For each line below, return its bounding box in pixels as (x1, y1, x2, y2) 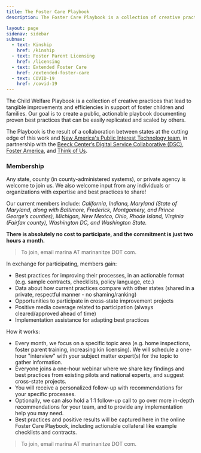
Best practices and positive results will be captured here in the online (14, 416, 185, 423)
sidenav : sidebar (6, 31, 50, 37)
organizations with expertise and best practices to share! (6, 188, 147, 195)
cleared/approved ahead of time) (14, 310, 97, 318)
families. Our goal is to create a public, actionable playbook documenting (6, 110, 187, 117)
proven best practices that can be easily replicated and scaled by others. (6, 116, 186, 123)
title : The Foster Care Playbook (6, 8, 90, 15)
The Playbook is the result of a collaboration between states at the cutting (6, 128, 188, 135)
